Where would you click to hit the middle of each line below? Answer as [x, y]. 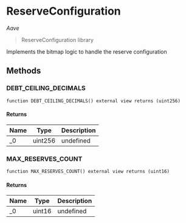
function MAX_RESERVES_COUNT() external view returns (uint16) [88, 172]
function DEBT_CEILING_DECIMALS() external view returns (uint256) [94, 101]
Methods [24, 71]
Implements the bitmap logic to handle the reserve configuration [87, 51]
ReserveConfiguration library [57, 40]
